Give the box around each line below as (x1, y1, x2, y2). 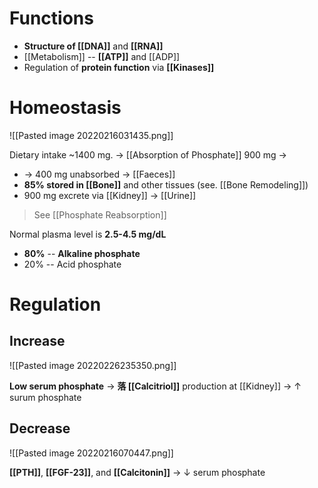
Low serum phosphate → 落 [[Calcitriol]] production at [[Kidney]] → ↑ (9, 380, 302, 392)
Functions (9, 7, 94, 30)
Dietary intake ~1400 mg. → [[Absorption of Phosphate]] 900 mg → (9, 148, 287, 161)
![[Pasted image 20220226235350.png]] (9, 359, 177, 371)
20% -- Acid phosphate (23, 258, 122, 270)
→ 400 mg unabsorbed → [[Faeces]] (23, 168, 176, 180)
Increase (9, 333, 66, 350)
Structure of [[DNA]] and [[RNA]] (23, 40, 164, 52)
